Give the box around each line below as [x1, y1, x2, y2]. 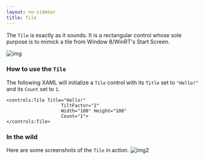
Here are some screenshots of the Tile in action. [6, 147, 129, 154]
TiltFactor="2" [60, 102, 100, 109]
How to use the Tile [6, 65, 66, 73]
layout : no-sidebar [6, 9, 56, 15]
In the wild [6, 133, 38, 141]
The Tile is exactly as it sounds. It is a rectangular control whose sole [6, 31, 182, 38]
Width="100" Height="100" [60, 107, 127, 114]
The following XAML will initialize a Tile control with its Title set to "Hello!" [6, 79, 199, 86]
